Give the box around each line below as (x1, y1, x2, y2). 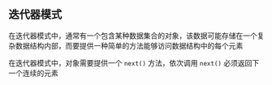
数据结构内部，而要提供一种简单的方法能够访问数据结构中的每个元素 (15, 40, 244, 50)
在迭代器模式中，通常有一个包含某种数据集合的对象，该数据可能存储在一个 (8, 31, 257, 40)
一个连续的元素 (8, 68, 58, 78)
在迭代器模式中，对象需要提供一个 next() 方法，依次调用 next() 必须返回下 (8, 57, 260, 67)
